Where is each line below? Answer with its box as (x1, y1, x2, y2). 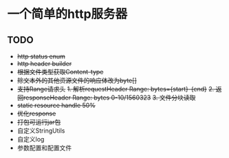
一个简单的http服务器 (7, 6, 128, 22)
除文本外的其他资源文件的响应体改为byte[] (17, 76, 137, 84)
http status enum (17, 52, 65, 60)
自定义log (17, 135, 45, 143)
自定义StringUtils (17, 126, 65, 135)
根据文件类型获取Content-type (17, 68, 104, 76)
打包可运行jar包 (17, 118, 61, 126)
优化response (17, 109, 56, 117)
